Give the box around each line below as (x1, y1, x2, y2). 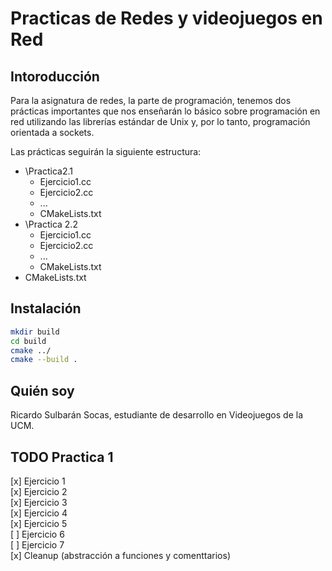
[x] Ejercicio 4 (10, 507, 68, 519)
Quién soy (10, 382, 75, 399)
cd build (10, 336, 47, 346)
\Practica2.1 (24, 165, 73, 177)
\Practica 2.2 (24, 218, 78, 230)
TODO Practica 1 (10, 448, 114, 466)
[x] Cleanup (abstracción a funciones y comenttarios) (10, 549, 232, 561)
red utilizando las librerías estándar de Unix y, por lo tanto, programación (10, 116, 311, 127)
